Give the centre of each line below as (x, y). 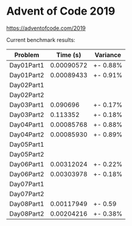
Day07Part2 (27, 194)
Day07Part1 (27, 184)
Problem (27, 55)
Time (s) (69, 55)
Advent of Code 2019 (61, 11)
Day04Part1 (27, 124)
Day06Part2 (27, 174)
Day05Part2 (27, 154)
